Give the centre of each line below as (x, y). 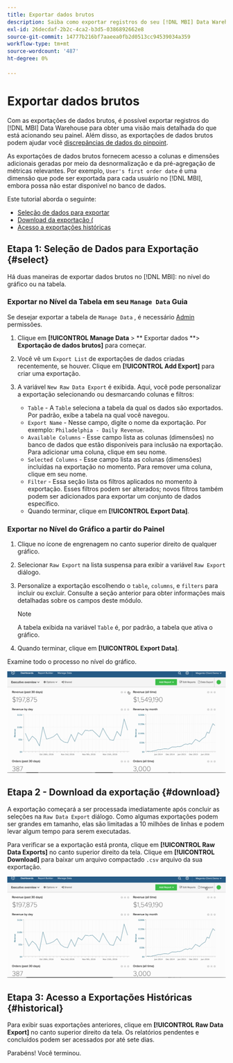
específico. (44, 503)
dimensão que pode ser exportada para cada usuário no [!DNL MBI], (105, 178)
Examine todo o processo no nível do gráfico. (72, 662)
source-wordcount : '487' (43, 51)
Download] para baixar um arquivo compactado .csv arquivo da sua (105, 859)
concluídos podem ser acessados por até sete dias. (81, 1040)
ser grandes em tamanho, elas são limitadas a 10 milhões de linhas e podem (116, 823)
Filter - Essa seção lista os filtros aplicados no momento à (112, 481)
